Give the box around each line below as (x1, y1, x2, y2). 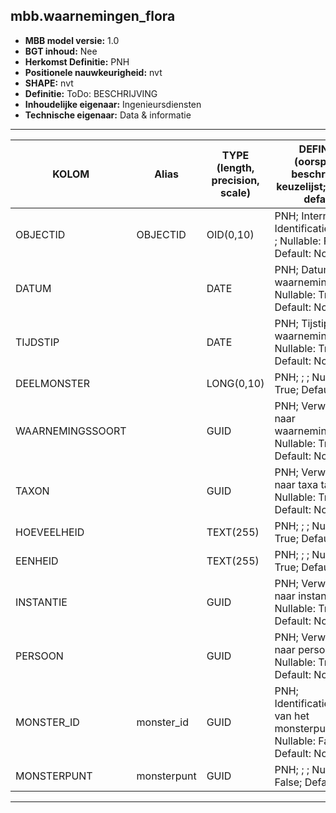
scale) (220, 185, 251, 199)
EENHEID (15, 554, 59, 568)
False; (274, 775, 303, 789)
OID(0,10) (206, 227, 255, 241)
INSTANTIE (15, 595, 68, 609)
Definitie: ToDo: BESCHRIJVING (24, 87, 158, 99)
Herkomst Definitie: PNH (24, 55, 130, 68)
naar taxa (274, 477, 319, 491)
